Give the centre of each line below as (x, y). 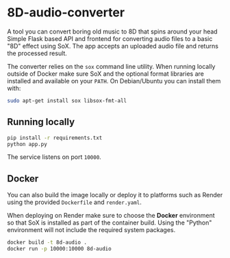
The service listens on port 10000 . (54, 157)
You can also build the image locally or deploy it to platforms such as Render (115, 195)
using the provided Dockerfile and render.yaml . (75, 202)
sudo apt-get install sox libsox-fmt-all (67, 100)
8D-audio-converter (66, 13)
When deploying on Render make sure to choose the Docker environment (111, 216)
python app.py (27, 144)
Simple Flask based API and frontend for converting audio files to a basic (110, 38)
